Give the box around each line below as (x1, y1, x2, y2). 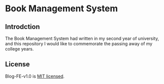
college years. (5, 46, 34, 52)
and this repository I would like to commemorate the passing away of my (5, 41, 153, 47)
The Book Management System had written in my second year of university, (5, 35, 159, 41)
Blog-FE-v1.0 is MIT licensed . (5, 73, 65, 79)
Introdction (5, 23, 40, 31)
